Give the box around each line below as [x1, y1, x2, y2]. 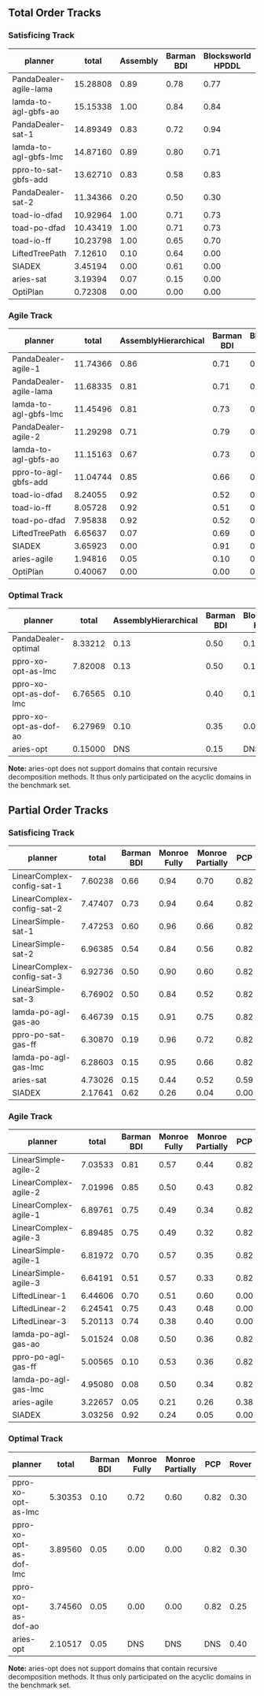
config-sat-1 [12, 880, 63, 891]
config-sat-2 [12, 902, 63, 913]
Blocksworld [203, 50, 251, 61]
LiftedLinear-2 [12, 1304, 67, 1315]
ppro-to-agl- [12, 467, 64, 478]
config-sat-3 [12, 971, 63, 982]
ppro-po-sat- [12, 1028, 66, 1040]
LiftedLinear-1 [12, 1290, 67, 1301]
